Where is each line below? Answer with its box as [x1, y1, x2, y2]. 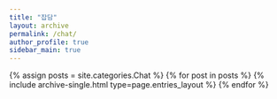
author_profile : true [9, 37, 89, 47]
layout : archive [9, 21, 69, 30]
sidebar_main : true [9, 46, 81, 55]
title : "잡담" [9, 12, 58, 22]
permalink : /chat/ [9, 29, 77, 38]
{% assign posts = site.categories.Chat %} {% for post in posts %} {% [9, 70, 265, 80]
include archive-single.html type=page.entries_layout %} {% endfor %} [9, 80, 269, 90]
